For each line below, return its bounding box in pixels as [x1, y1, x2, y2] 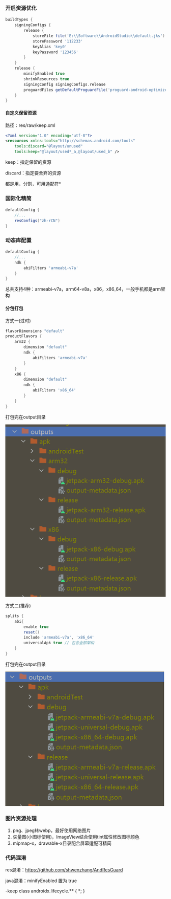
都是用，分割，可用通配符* [5, 181, 62, 187]
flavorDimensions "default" [5, 328, 65, 334]
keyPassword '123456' [32, 50, 79, 55]
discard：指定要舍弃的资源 [5, 170, 61, 176]
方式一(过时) [5, 317, 32, 323]
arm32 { [14, 339, 31, 344]
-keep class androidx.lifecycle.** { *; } [5, 888, 85, 894]
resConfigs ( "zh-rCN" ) [14, 218, 60, 224]
